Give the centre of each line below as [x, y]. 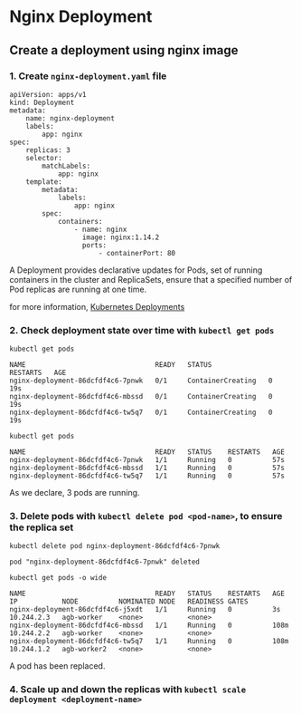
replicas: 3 [48, 150]
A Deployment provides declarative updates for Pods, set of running [136, 270]
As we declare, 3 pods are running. [75, 493]
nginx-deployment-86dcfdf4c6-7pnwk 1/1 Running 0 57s [147, 460]
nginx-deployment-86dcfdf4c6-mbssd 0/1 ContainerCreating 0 [141, 397]
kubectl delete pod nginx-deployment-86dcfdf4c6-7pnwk [115, 546]
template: [44, 182]
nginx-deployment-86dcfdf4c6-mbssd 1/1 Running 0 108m [149, 626]
